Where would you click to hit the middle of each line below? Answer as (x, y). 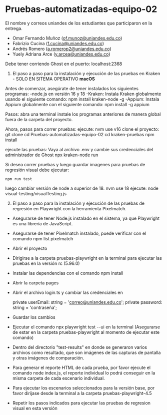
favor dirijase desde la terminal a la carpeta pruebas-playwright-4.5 (82, 393)
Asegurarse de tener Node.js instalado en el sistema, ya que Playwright (86, 218)
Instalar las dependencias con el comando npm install (68, 273)
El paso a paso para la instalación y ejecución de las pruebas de (78, 203)
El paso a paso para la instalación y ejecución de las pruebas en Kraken (86, 73)
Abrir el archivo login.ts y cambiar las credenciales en (68, 292)
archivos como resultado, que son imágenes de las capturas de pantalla (86, 352)
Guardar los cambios (34, 317)
